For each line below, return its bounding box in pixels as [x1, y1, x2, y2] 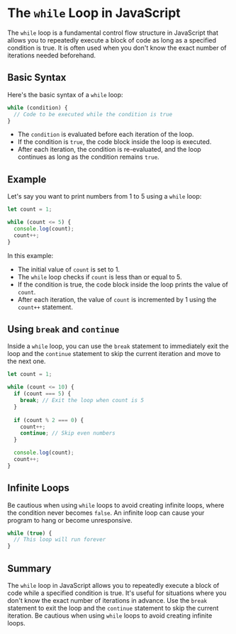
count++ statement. [17, 303, 73, 311]
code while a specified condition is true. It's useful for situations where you [7, 589, 227, 597]
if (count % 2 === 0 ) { [13, 416, 84, 423]
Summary [7, 562, 52, 574]
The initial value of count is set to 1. [17, 265, 120, 274]
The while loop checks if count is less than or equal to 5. [17, 272, 182, 281]
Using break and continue [7, 323, 120, 335]
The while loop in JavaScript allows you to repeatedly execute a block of [7, 582, 220, 589]
